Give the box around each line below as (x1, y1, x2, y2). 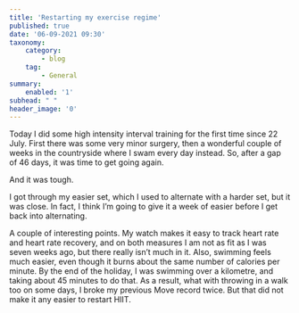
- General (41, 71, 78, 80)
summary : (9, 79, 42, 88)
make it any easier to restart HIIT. (9, 294, 131, 305)
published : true (9, 21, 70, 30)
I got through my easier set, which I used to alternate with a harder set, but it (9, 192, 291, 202)
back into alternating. (9, 210, 87, 221)
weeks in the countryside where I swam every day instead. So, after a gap (9, 148, 281, 159)
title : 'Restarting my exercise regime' (9, 12, 162, 22)
